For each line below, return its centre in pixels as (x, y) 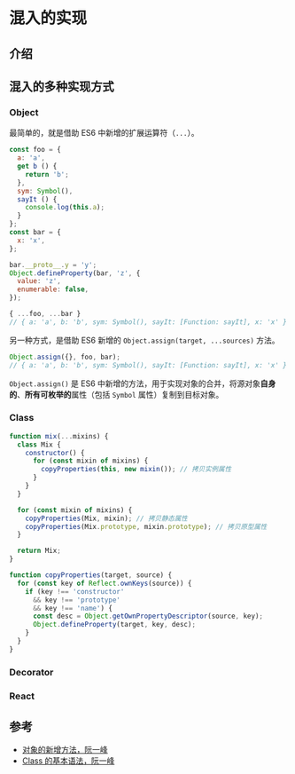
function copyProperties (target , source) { (91, 575)
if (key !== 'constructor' (75, 591)
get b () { (37, 166)
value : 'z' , (39, 281)
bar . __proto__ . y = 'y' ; (53, 265)
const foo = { (35, 150)
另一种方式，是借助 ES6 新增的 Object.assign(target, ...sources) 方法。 (145, 340)
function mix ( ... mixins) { (59, 436)
